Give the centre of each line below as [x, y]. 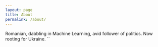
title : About [19, 15]
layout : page [19, 10]
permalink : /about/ [26, 19]
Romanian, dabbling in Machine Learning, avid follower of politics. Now [79, 34]
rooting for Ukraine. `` [28, 39]
